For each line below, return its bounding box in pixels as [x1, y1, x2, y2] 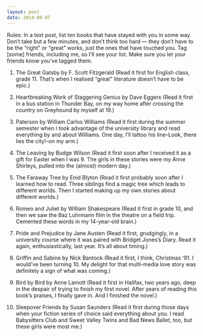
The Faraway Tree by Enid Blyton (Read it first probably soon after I [15, 173, 184, 181]
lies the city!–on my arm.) [15, 137, 79, 144]
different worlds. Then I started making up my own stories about [15, 186, 176, 194]
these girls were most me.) [15, 323, 83, 330]
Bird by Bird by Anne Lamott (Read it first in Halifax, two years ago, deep [15, 278, 196, 286]
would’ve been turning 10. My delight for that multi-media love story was [15, 260, 196, 267]
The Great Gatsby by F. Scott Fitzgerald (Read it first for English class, [15, 69, 190, 76]
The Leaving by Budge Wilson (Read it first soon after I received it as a [15, 149, 192, 156]
